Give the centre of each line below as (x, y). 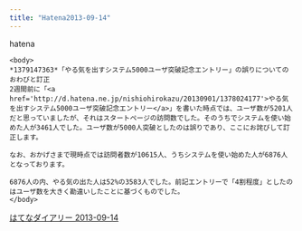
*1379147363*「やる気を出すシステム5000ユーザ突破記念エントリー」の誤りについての (149, 70)
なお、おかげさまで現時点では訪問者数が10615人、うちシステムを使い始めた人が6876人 (149, 155)
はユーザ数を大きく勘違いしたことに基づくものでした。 (97, 191)
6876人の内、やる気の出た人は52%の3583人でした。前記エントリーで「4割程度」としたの (151, 182)
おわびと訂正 (30, 79)
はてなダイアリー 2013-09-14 (64, 217)
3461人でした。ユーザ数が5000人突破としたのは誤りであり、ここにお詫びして (160, 128)
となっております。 (39, 164)
